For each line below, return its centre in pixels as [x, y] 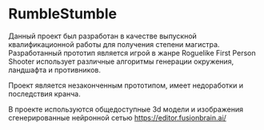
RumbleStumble [63, 14]
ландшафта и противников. [55, 69]
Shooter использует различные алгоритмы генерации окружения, [121, 61]
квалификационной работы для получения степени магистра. [114, 44]
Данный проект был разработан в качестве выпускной [103, 36]
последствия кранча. [45, 93]
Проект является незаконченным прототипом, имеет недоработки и [126, 85]
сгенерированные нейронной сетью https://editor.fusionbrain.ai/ [117, 117]
